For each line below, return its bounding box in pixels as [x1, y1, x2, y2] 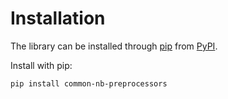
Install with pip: [10, 59, 73, 71]
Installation [10, 7, 106, 30]
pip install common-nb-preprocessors [10, 78, 168, 89]
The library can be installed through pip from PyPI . [10, 40, 218, 52]
